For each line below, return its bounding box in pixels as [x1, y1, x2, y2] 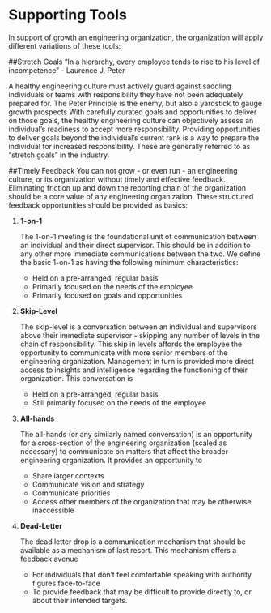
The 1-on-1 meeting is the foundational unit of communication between [19, 231, 256, 241]
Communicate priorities [32, 488, 111, 498]
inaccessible [32, 505, 74, 515]
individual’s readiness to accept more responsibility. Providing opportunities [8, 124, 260, 134]
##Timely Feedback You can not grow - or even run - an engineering [8, 165, 238, 175]
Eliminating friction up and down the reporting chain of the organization [8, 182, 247, 192]
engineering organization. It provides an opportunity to [19, 455, 203, 465]
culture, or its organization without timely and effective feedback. [8, 174, 226, 184]
